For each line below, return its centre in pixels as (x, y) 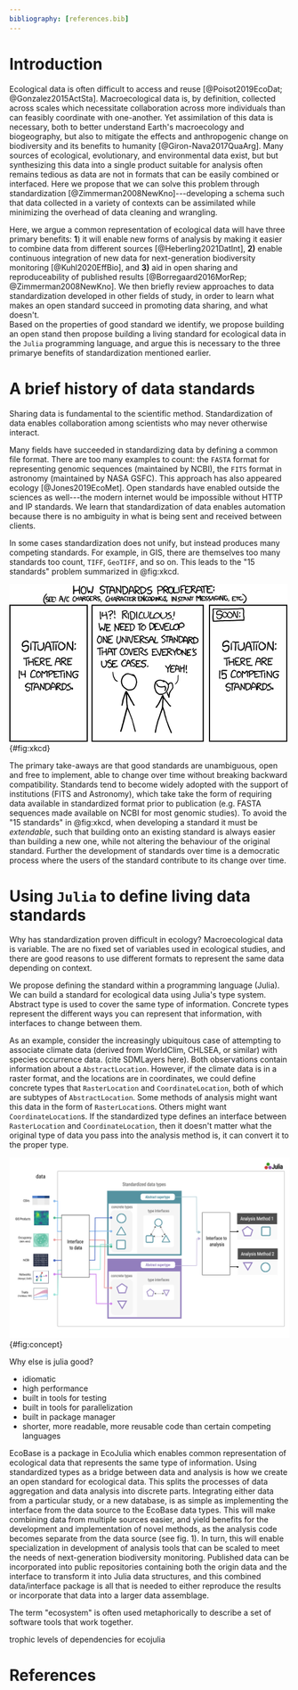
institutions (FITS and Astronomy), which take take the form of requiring (141, 793)
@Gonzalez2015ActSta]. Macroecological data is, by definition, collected (142, 98)
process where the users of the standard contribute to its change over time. (148, 860)
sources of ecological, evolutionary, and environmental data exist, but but (144, 155)
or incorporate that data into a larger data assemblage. (109, 1595)
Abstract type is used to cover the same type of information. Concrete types (149, 1005)
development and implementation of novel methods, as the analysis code (143, 1528)
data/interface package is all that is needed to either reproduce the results (145, 1586)
